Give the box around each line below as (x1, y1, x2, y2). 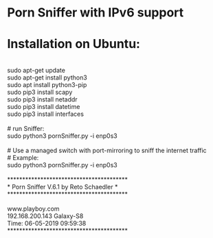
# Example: (7, 154, 39, 162)
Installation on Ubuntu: (7, 36, 141, 52)
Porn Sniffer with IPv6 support (7, 5, 184, 21)
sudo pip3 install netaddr (7, 95, 78, 104)
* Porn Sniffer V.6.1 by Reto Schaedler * (7, 183, 118, 191)
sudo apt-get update (7, 67, 65, 75)
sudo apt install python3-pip (7, 81, 87, 89)
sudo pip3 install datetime (7, 103, 80, 111)
